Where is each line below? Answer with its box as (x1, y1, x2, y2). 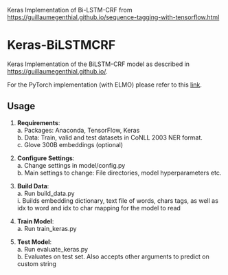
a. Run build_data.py (16, 189, 75, 197)
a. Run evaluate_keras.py (16, 245, 88, 253)
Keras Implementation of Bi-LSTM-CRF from (7, 6, 133, 14)
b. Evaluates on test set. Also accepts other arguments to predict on (16, 252, 209, 261)
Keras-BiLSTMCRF (7, 37, 116, 53)
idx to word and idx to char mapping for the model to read (16, 203, 181, 212)
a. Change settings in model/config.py (16, 161, 126, 169)
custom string (16, 259, 57, 267)
